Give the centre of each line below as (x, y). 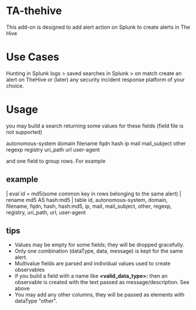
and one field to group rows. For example (56, 161)
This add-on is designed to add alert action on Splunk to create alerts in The (98, 27)
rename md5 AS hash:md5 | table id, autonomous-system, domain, (87, 200)
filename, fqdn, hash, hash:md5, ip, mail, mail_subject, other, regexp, (89, 206)
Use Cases (33, 57)
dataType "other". (36, 301)
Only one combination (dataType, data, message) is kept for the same (99, 251)
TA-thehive (34, 11)
